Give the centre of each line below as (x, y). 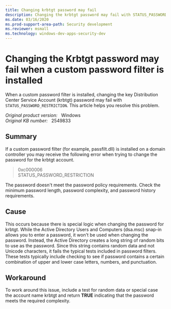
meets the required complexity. (38, 301)
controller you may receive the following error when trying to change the (81, 154)
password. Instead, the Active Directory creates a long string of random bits (85, 240)
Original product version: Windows (43, 115)
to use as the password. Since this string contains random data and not (80, 245)
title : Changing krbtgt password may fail (51, 10)
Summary (21, 137)
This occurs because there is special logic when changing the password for (85, 224)
